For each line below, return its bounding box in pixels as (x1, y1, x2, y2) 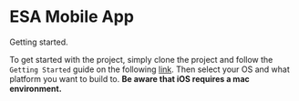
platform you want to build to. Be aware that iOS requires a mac (9, 73, 251, 84)
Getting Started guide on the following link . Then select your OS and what (9, 64, 290, 75)
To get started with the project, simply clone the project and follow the (9, 54, 273, 65)
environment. (9, 83, 62, 94)
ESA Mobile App (9, 6, 135, 27)
